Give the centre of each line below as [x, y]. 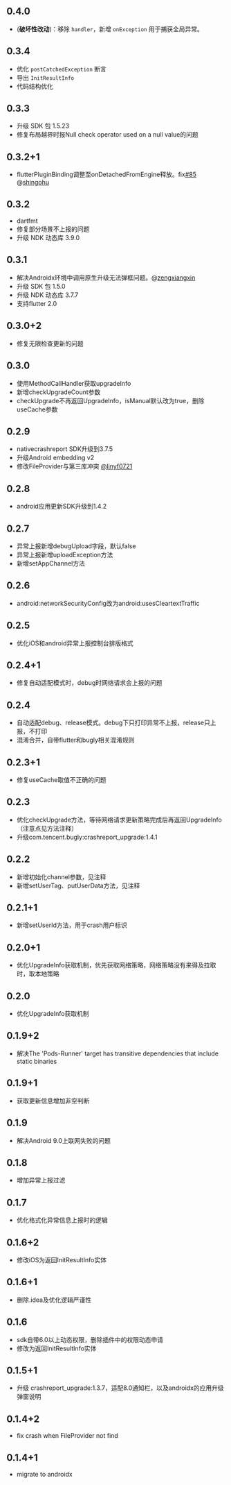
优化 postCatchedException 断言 [61, 69]
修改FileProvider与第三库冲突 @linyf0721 [74, 466]
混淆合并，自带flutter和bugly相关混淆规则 [75, 740]
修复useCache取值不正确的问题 [61, 780]
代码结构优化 [35, 86]
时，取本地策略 [38, 974]
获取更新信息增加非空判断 [53, 1101]
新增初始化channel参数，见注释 [61, 876]
